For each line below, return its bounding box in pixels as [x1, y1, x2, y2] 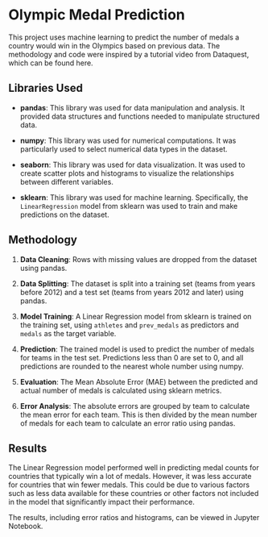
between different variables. [19, 177, 114, 186]
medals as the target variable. [19, 328, 117, 338]
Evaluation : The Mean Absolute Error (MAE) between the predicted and [19, 377, 258, 386]
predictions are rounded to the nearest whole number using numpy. [19, 361, 244, 371]
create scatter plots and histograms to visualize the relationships [19, 168, 235, 178]
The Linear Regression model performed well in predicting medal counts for [8, 463, 259, 472]
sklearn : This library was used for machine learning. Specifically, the [19, 192, 249, 202]
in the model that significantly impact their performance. [8, 497, 196, 507]
